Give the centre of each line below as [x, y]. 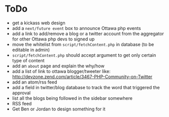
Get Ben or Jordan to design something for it [59, 109]
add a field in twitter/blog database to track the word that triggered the [86, 87]
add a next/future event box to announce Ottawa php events [76, 28]
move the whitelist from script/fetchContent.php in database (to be [83, 44]
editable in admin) [31, 50]
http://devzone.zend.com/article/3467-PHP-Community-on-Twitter [82, 76]
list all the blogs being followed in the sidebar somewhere [72, 98]
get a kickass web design [39, 23]
